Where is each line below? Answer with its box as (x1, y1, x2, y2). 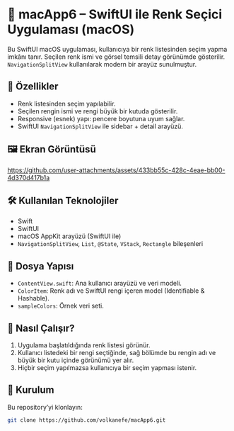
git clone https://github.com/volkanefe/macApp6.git (7, 416, 166, 424)
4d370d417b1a (7, 173, 50, 181)
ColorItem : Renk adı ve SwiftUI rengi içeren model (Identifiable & (17, 286, 205, 295)
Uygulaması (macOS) (7, 21, 135, 38)
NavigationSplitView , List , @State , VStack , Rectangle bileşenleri (17, 240, 204, 248)
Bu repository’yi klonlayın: (7, 403, 83, 411)
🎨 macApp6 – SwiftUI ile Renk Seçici (7, 6, 223, 23)
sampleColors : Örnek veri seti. (17, 301, 104, 310)
